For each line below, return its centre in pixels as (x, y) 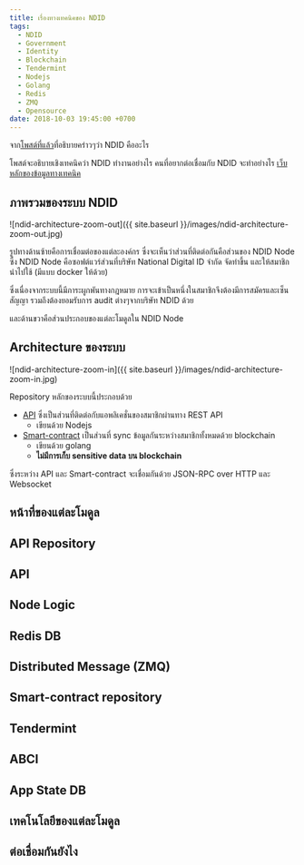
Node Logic (42, 605)
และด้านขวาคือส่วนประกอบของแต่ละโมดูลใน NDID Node (97, 318)
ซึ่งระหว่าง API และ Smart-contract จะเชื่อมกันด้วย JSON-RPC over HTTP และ (140, 474)
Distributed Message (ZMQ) (90, 667)
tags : (20, 26)
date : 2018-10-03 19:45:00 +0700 (73, 119)
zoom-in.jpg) (34, 378)
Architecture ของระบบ (67, 347)
